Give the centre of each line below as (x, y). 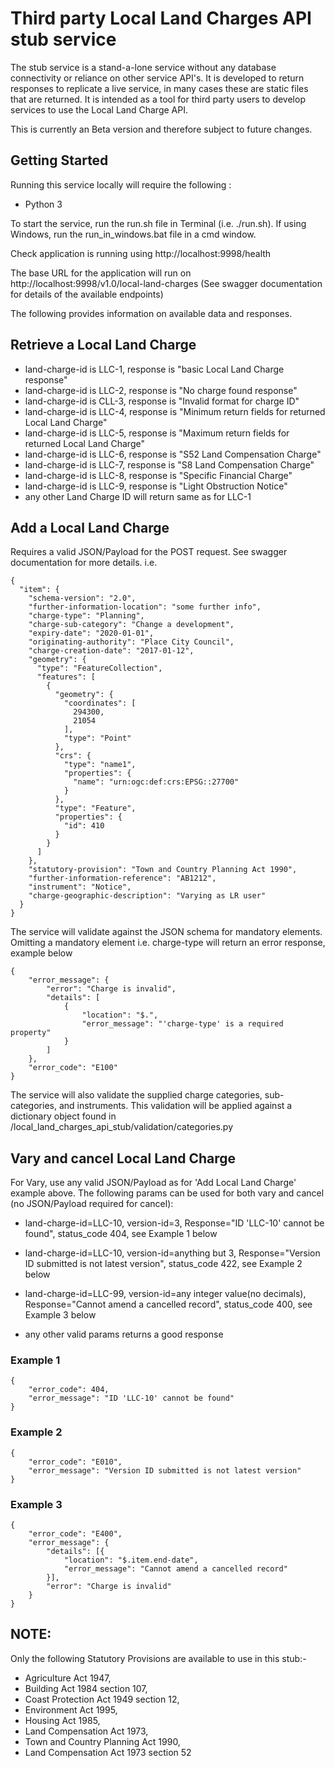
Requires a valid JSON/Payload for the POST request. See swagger (149, 552)
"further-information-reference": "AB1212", (122, 878)
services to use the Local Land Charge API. (99, 109)
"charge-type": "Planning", (86, 616)
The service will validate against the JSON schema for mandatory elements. (166, 932)
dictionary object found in (63, 1116)
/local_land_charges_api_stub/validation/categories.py (122, 1127)
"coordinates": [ (100, 703)
